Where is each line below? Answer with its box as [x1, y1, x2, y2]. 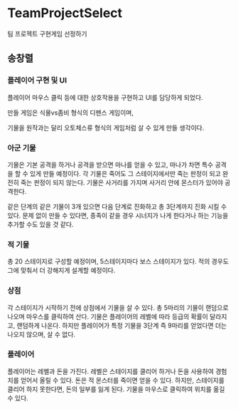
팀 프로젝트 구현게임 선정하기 [7, 29, 87, 38]
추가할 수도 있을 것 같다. [7, 219, 74, 229]
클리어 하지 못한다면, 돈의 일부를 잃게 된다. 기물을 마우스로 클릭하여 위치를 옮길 [7, 385, 225, 393]
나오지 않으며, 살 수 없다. [7, 330, 76, 338]
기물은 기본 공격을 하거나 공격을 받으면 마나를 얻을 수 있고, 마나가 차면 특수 [7, 160, 214, 169]
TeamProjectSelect [7, 5, 123, 21]
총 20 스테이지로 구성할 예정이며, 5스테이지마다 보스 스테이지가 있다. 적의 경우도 [7, 257, 229, 266]
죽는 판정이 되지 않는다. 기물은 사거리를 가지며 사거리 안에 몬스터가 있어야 [20, 178, 224, 187]
